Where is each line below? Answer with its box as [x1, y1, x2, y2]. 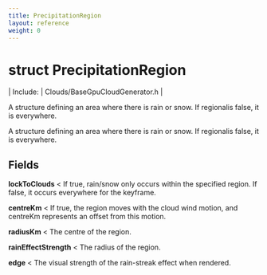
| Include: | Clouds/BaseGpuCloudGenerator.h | [8, 87, 163, 96]
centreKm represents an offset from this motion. [8, 212, 167, 222]
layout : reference [8, 19, 69, 27]
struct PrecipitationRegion [8, 61, 187, 79]
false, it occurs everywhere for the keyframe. [8, 188, 157, 198]
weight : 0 [8, 26, 41, 34]
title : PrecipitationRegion [8, 11, 102, 20]
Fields [8, 158, 40, 171]
